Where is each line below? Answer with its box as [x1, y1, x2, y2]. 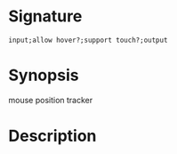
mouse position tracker [8, 94, 93, 105]
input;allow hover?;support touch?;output [8, 36, 168, 45]
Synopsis [8, 65, 79, 85]
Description [8, 126, 97, 146]
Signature [8, 6, 83, 27]
